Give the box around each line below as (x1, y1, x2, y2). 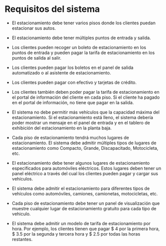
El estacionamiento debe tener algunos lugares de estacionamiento (11, 160, 150, 166)
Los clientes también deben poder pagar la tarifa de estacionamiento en (11, 89, 160, 95)
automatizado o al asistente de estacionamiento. (11, 69, 111, 75)
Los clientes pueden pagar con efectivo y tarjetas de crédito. (11, 79, 137, 85)
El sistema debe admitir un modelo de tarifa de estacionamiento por (11, 220, 151, 226)
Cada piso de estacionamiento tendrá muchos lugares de (11, 134, 129, 140)
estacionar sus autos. (11, 25, 56, 31)
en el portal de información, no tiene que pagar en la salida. (11, 99, 134, 105)
